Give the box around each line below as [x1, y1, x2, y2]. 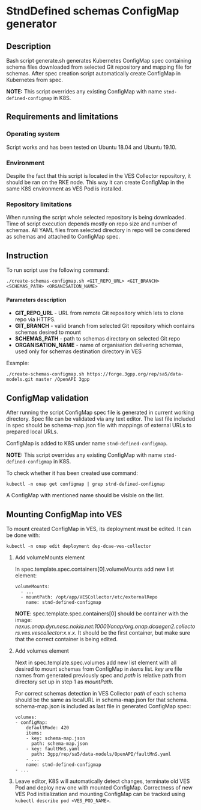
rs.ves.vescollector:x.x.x [14, 629, 75, 636]
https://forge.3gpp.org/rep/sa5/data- [86, 371, 184, 377]
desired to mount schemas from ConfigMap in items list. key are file [14, 665, 182, 673]
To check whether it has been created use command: [6, 469, 138, 477]
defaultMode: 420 [26, 724, 69, 730]
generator [6, 17, 57, 31]
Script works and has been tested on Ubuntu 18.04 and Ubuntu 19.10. [6, 143, 177, 151]
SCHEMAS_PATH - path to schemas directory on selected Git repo [14, 335, 181, 342]
